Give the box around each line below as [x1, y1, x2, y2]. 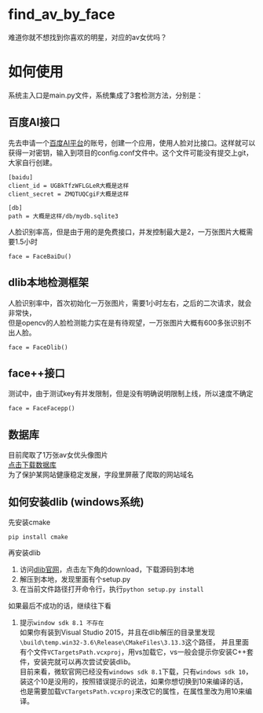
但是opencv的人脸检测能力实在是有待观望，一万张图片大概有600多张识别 [8, 318, 245, 327]
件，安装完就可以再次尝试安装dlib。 [19, 656, 135, 666]
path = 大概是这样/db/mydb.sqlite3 [8, 212, 119, 220]
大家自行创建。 [8, 157, 57, 167]
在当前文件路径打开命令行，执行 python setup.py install [19, 584, 204, 594]
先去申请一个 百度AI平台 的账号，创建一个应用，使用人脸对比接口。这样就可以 [8, 138, 256, 147]
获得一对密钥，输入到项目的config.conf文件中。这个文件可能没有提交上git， [8, 148, 254, 157]
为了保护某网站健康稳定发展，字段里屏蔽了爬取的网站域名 [8, 470, 194, 480]
